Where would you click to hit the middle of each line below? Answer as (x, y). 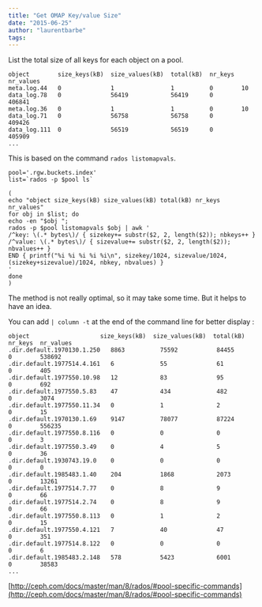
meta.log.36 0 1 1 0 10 (128, 109)
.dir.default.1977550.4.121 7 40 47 (116, 530)
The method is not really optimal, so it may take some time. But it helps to (127, 298)
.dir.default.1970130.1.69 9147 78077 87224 (122, 420)
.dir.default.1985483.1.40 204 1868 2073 (120, 475)
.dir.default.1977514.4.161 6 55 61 (116, 364)
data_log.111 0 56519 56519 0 (111, 130)
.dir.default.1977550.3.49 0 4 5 (114, 447)
